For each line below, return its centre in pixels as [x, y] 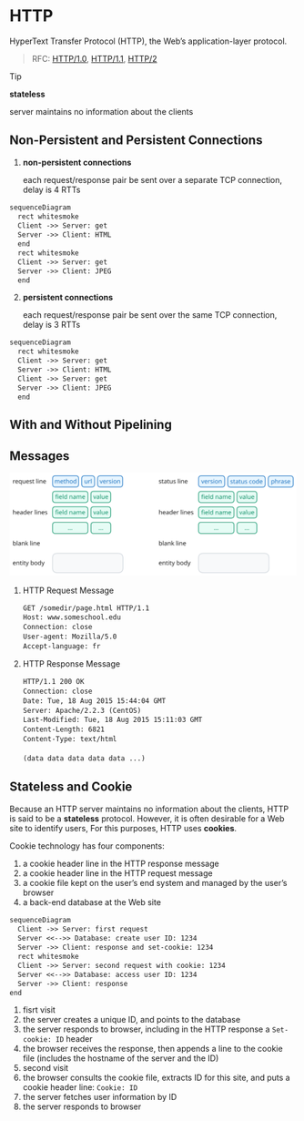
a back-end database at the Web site [92, 902]
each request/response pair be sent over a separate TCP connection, [152, 179]
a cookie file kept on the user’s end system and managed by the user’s [155, 882]
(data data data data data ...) [84, 758]
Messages [40, 456]
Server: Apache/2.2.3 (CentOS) [82, 710]
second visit [46, 1067]
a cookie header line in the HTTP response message [121, 863]
